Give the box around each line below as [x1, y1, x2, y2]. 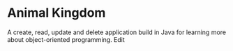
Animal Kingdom [7, 5, 106, 21]
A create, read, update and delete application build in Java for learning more [7, 28, 227, 36]
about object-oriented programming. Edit [7, 35, 126, 43]
